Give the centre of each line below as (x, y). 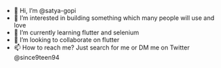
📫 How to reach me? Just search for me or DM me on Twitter (101, 47)
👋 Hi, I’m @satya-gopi (45, 11)
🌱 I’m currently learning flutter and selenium (77, 32)
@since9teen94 (37, 57)
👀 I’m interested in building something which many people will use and (114, 18)
